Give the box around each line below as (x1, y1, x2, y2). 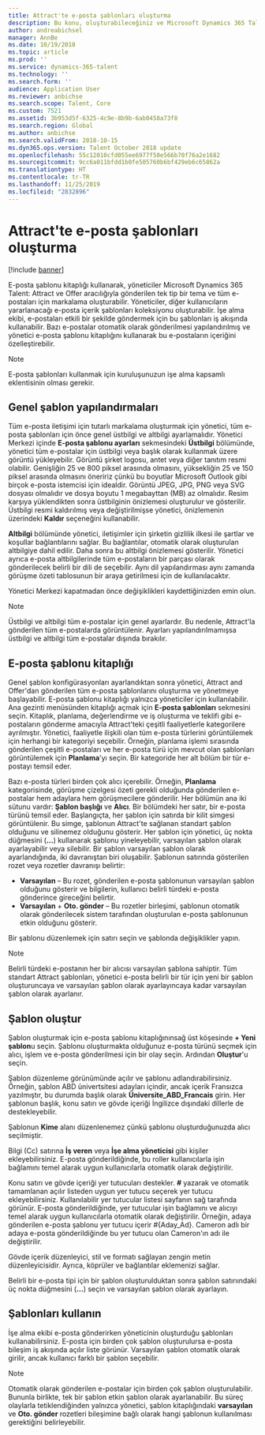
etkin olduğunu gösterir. (19, 918, 98, 928)
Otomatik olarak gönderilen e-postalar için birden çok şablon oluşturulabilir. (8, 1384, 253, 1393)
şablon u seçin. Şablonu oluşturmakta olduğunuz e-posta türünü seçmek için (8, 1042, 257, 1050)
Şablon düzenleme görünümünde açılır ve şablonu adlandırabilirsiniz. (8, 1073, 233, 1083)
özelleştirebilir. (8, 339, 55, 348)
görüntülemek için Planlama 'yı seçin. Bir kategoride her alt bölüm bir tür (8, 753, 242, 763)
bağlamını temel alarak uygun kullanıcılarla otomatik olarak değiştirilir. (8, 1163, 233, 1172)
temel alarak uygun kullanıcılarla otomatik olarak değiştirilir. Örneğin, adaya (8, 1211, 252, 1221)
